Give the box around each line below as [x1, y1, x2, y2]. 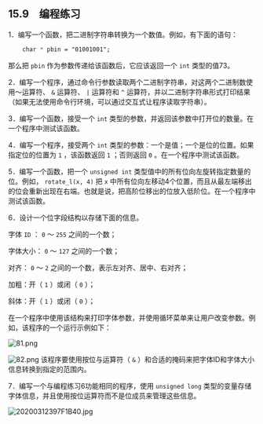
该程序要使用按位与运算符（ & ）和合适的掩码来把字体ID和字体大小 [40, 354, 255, 364]
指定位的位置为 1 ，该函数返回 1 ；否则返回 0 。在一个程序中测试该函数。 [8, 150, 244, 159]
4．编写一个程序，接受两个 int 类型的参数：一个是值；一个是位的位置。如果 [8, 140, 254, 149]
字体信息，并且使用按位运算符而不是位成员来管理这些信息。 [8, 391, 201, 400]
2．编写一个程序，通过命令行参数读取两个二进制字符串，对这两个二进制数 [8, 77, 247, 86]
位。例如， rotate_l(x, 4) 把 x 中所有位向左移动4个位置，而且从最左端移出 [8, 176, 253, 186]
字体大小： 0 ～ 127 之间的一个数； [8, 246, 120, 255]
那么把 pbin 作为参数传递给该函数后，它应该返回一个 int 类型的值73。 [8, 60, 235, 70]
